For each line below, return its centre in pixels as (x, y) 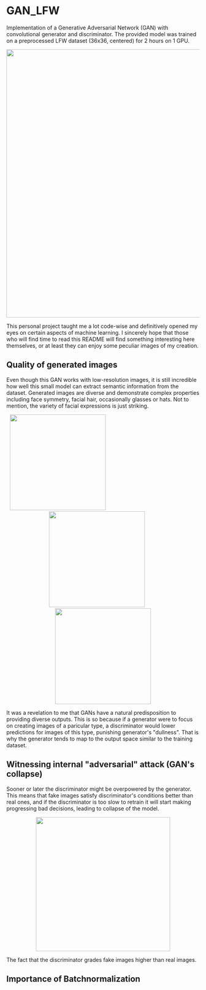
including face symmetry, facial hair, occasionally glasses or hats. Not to (97, 399)
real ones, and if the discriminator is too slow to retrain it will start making (99, 802)
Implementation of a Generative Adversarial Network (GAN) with (87, 28)
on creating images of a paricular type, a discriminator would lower (91, 725)
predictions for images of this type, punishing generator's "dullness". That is (103, 732)
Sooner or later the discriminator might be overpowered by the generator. (99, 789)
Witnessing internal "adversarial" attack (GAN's (101, 765)
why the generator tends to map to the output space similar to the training (100, 739)
